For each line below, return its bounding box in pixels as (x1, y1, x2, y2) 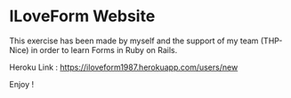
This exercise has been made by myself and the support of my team (9, 35, 259, 46)
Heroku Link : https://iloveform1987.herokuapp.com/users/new (9, 62, 238, 72)
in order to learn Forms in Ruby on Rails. (30, 44, 178, 55)
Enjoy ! (9, 79, 35, 89)
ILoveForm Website (9, 6, 156, 26)
